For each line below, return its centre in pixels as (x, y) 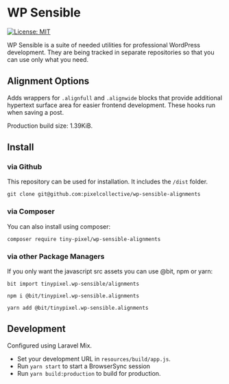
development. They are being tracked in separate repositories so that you (111, 52)
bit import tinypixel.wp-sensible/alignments (73, 284)
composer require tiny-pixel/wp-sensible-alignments (84, 239)
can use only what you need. (48, 59)
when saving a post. (35, 112)
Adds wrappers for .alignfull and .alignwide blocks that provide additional (115, 98)
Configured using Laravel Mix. (50, 346)
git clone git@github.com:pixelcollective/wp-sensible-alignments (104, 194)
